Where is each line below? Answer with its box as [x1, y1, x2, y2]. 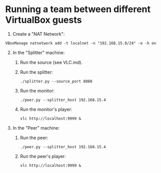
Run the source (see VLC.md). [20, 59, 83, 65]
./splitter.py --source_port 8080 [20, 79, 93, 84]
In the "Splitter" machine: [12, 49, 65, 55]
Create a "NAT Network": [12, 31, 65, 37]
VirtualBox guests [5, 14, 82, 26]
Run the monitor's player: [20, 106, 72, 112]
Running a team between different [5, 4, 151, 15]
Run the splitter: [20, 69, 53, 75]
